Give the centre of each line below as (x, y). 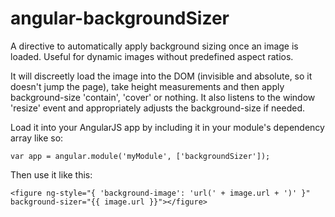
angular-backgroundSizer (120, 18)
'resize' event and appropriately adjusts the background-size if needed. (158, 108)
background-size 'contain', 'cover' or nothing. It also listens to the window (163, 97)
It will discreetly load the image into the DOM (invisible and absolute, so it (161, 76)
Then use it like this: (51, 174)
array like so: (37, 138)
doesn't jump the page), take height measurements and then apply (147, 86)
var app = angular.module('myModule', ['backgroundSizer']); (140, 156)
